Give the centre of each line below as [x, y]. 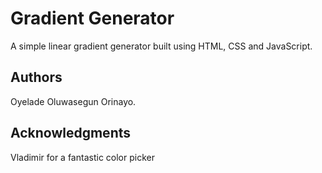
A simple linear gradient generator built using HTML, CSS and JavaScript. [161, 46]
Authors [36, 77]
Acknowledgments [71, 133]
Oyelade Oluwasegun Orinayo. [73, 101]
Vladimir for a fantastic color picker [82, 157]
